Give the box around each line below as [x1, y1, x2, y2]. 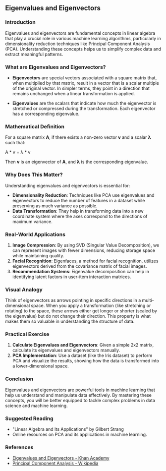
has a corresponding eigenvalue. [12, 111, 80, 117]
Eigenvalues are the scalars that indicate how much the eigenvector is [12, 100, 157, 106]
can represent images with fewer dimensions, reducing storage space [12, 247, 155, 253]
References [5, 444, 34, 451]
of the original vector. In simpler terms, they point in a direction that [12, 85, 150, 91]
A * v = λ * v [5, 149, 31, 155]
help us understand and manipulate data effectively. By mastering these [5, 392, 152, 398]
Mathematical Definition [5, 123, 65, 130]
